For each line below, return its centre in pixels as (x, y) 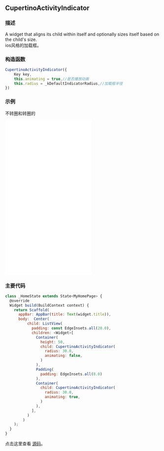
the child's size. (21, 39)
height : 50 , (52, 342)
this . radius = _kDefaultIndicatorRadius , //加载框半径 (68, 83)
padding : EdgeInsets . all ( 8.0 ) (71, 374)
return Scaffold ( (32, 310)
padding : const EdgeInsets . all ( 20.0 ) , (71, 328)
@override (19, 301)
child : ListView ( (45, 324)
